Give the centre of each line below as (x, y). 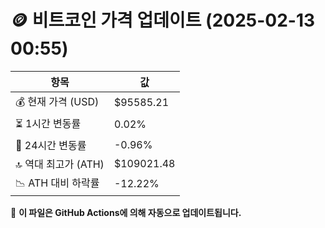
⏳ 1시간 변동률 (48, 123)
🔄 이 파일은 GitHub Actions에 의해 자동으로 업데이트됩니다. (126, 212)
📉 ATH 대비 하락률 (57, 183)
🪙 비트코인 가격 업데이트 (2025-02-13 (163, 20)
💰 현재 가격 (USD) (57, 101)
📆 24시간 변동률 (51, 145)
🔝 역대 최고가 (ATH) (60, 164)
